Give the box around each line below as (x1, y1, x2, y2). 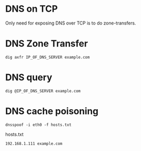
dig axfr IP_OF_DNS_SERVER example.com (5, 55, 90, 60)
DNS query (5, 72, 52, 83)
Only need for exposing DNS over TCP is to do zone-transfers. (5, 20, 136, 26)
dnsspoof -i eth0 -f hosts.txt (5, 122, 72, 128)
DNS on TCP (5, 3, 58, 15)
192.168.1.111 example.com (5, 141, 63, 146)
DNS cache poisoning (5, 106, 99, 117)
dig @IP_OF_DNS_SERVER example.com (5, 88, 81, 93)
